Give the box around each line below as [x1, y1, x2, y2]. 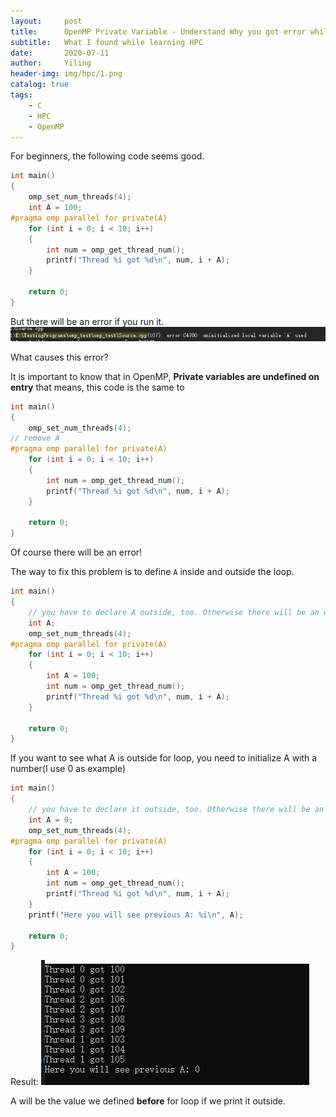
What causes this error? [10, 351, 109, 363]
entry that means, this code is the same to [10, 381, 185, 393]
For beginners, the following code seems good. [10, 150, 205, 162]
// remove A [10, 433, 60, 444]
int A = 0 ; [28, 815, 74, 825]
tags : [10, 90, 33, 100]
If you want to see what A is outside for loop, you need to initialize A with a [10, 752, 318, 764]
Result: [10, 1076, 39, 1088]
